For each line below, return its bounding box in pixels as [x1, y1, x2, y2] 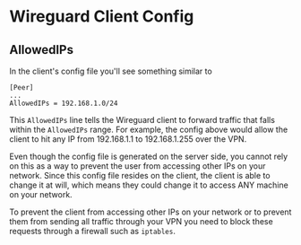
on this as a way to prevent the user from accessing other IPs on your [9, 161, 266, 171]
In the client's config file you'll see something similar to [9, 66, 212, 76]
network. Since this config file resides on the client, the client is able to [9, 171, 271, 180]
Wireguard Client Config [9, 6, 194, 27]
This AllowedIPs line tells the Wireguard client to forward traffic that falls [9, 115, 276, 125]
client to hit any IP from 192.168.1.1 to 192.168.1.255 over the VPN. [9, 134, 247, 144]
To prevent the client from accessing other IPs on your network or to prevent [9, 206, 292, 217]
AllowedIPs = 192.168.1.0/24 [9, 99, 118, 108]
